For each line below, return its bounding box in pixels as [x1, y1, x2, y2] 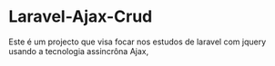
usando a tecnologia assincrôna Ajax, [8, 45, 149, 56]
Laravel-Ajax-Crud [8, 6, 153, 27]
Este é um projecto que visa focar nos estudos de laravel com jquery [8, 36, 267, 47]
